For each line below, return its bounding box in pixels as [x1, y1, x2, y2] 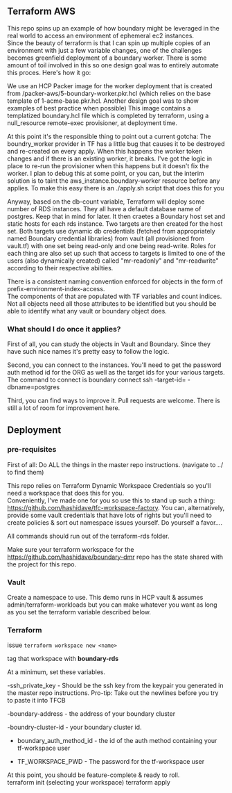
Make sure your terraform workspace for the [7, 545, 134, 553]
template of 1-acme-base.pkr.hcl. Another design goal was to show [7, 97, 199, 105]
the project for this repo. [7, 559, 77, 569]
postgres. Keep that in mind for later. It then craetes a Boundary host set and [7, 212, 226, 220]
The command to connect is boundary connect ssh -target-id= [7, 375, 186, 384]
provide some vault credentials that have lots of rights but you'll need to [7, 511, 213, 519]
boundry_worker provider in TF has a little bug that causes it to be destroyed [7, 139, 225, 148]
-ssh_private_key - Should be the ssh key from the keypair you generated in [7, 681, 224, 690]
